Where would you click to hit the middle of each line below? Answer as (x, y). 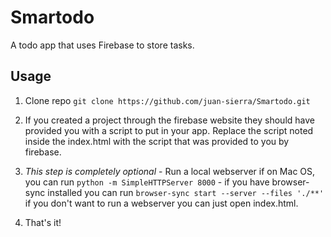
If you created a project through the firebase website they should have (169, 120)
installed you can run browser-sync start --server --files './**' (186, 192)
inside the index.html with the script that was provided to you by (157, 141)
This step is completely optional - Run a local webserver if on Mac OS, (170, 171)
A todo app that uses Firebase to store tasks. (102, 45)
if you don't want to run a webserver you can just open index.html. (161, 203)
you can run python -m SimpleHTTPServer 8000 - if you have (147, 182)
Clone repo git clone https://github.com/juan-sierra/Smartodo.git (167, 100)
